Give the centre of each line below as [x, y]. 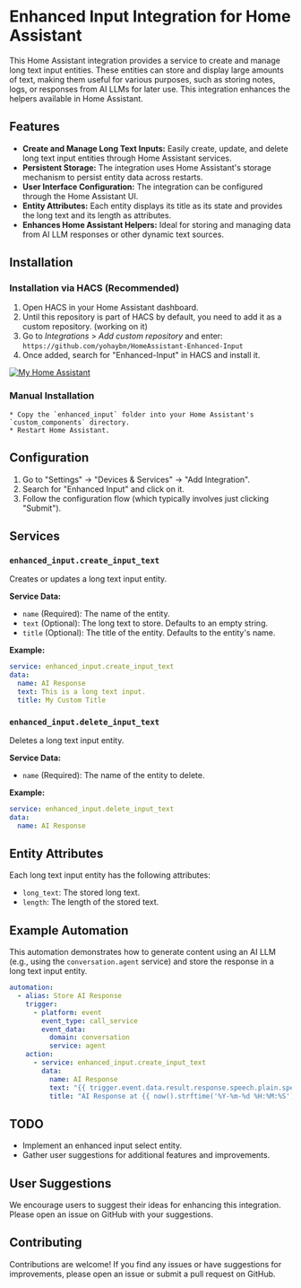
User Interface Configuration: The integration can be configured [142, 187]
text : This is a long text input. [82, 692]
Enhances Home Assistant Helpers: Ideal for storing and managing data [156, 224]
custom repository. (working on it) [85, 327]
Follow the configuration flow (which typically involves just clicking [146, 498]
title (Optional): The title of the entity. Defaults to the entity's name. [149, 633]
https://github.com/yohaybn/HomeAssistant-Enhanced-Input [133, 346]
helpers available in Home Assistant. [76, 98]
